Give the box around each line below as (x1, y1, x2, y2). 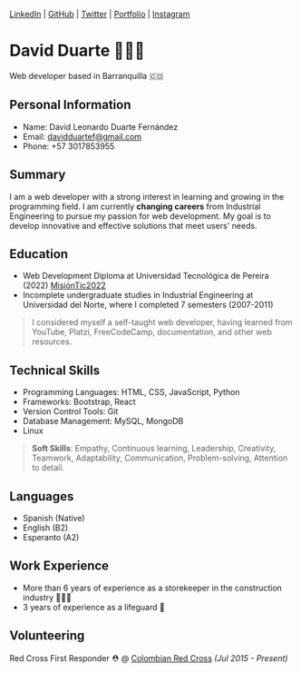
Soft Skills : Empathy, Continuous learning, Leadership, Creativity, (31, 443, 277, 454)
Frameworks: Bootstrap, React (22, 396, 136, 408)
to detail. (31, 462, 65, 473)
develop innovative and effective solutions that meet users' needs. (9, 220, 257, 231)
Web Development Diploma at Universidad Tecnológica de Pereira (22, 271, 269, 282)
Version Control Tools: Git (22, 406, 119, 417)
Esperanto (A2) (22, 532, 80, 542)
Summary (9, 167, 66, 183)
